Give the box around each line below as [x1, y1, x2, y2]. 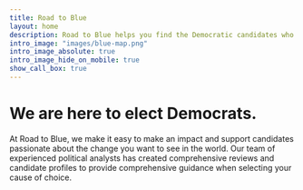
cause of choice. [9, 172, 73, 183]
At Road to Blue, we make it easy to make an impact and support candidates [9, 133, 295, 144]
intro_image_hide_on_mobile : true [9, 55, 141, 65]
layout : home [9, 22, 59, 31]
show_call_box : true [9, 65, 88, 74]
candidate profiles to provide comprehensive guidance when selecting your [9, 162, 292, 173]
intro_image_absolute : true [9, 47, 116, 56]
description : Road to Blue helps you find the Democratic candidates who [9, 30, 295, 39]
